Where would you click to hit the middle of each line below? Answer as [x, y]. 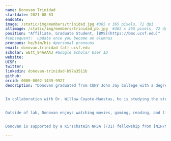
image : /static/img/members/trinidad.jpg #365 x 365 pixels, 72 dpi [79, 24]
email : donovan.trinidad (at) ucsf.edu [48, 48]
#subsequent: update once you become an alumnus [59, 39]
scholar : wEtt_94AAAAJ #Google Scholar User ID [57, 52]
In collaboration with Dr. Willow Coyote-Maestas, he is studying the [82, 99]
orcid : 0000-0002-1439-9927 [35, 81]
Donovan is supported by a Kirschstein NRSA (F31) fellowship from [78, 126]
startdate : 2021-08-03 [29, 15]
